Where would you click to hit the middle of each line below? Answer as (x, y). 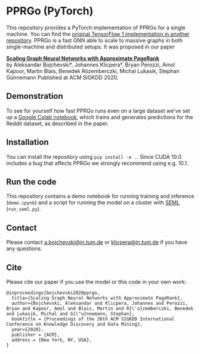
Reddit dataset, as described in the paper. (58, 123)
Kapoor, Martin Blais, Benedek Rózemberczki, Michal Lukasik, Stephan (93, 71)
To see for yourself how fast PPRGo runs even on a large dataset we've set (98, 111)
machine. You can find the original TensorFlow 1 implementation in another (98, 34)
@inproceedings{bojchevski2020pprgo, (53, 293)
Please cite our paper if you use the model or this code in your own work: (96, 282)
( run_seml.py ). (24, 209)
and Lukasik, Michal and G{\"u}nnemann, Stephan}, (70, 314)
